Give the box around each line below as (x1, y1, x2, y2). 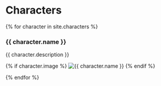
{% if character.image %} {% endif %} (5, 62, 156, 70)
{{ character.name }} (5, 38, 67, 46)
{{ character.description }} (5, 51, 70, 58)
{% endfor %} (5, 74, 40, 81)
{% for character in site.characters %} (5, 23, 98, 30)
